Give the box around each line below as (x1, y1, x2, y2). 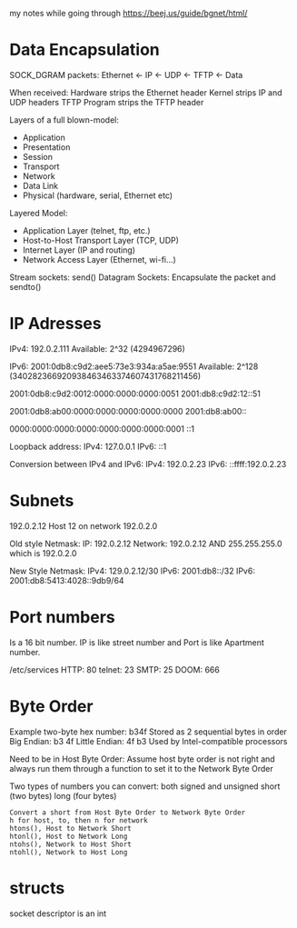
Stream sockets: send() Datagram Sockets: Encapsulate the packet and (9, 272, 276, 283)
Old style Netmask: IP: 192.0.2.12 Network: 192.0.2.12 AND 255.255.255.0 (9, 538, 283, 549)
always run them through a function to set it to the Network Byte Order (9, 763, 274, 773)
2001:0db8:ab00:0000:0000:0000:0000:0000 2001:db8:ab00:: (9, 405, 247, 416)
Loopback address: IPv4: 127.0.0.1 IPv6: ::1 (9, 441, 167, 452)
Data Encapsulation (9, 40, 161, 60)
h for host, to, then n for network (9, 815, 148, 825)
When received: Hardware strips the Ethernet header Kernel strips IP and (9, 86, 282, 98)
